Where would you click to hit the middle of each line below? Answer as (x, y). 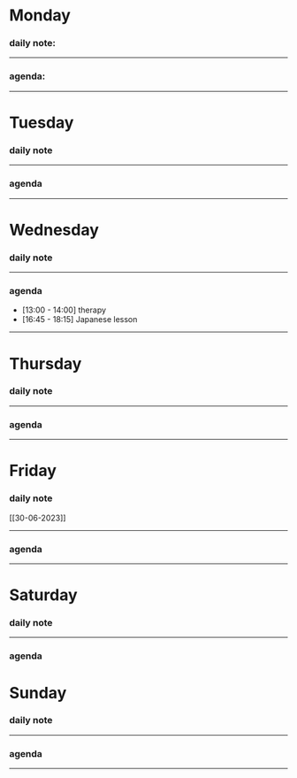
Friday (33, 471)
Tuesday (42, 123)
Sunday (38, 693)
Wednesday (54, 230)
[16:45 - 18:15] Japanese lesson (80, 320)
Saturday (43, 595)
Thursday (46, 363)
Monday (40, 15)
